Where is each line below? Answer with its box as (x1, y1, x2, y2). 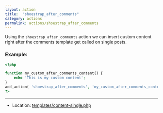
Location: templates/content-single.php (12, 102, 91, 108)
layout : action (5, 7, 36, 12)
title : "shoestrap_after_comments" (5, 12, 79, 16)
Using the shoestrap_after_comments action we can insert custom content (5, 34, 152, 40)
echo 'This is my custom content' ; (14, 76, 86, 81)
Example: (5, 51, 28, 58)
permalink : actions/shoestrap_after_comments (5, 20, 98, 26)
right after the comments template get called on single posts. (5, 39, 127, 45)
